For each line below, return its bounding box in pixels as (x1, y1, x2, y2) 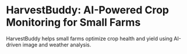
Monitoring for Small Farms (6, 16, 141, 29)
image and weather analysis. (22, 41, 91, 48)
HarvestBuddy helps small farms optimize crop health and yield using (6, 35, 173, 42)
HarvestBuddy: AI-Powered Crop (6, 3, 169, 17)
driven (6, 41, 22, 48)
